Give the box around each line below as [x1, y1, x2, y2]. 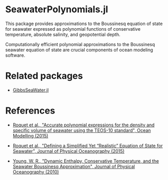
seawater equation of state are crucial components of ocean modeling [5, 47, 153, 53]
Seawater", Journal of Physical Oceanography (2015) [12, 148, 125, 154]
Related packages [5, 70, 83, 82]
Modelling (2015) [12, 132, 49, 139]
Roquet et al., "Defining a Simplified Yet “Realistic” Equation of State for [12, 142, 163, 149]
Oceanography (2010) [12, 169, 59, 175]
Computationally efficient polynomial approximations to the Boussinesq [5, 41, 155, 47]
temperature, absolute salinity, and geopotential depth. [5, 31, 121, 37]
